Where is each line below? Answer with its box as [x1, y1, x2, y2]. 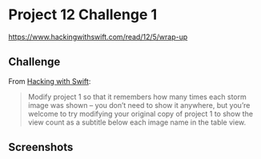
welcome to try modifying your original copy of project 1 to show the [27, 109, 254, 118]
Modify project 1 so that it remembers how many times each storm [27, 92, 247, 101]
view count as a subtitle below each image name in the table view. [27, 117, 247, 127]
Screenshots [8, 141, 74, 154]
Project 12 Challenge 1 [8, 6, 158, 24]
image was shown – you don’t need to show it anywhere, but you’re [27, 100, 251, 109]
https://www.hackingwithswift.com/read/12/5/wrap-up [8, 32, 188, 42]
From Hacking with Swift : [8, 76, 91, 85]
